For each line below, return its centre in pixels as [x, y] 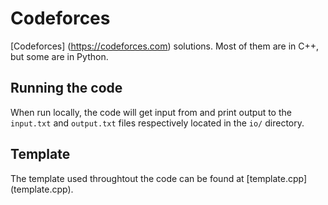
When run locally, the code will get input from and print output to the [151, 112]
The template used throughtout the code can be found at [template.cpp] [159, 178]
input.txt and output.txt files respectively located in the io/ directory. [157, 123]
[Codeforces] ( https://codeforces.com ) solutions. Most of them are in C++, [165, 46]
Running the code [66, 88]
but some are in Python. [59, 56]
